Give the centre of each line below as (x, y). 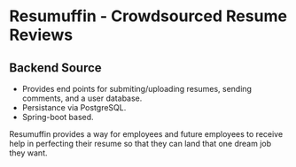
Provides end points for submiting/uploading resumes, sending (137, 89)
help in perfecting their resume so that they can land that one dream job (140, 144)
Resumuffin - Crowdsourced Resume (148, 16)
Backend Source (55, 68)
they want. (28, 153)
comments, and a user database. (82, 98)
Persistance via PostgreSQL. (74, 107)
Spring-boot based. (58, 117)
